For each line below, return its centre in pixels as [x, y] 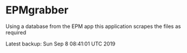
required [16, 32]
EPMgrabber [37, 10]
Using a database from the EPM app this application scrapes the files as [93, 26]
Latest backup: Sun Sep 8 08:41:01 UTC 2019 [61, 44]
